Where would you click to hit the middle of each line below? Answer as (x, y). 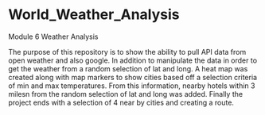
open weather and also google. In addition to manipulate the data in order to (132, 60)
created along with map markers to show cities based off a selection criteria (132, 77)
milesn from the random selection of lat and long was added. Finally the (126, 94)
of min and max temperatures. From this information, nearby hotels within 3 (132, 86)
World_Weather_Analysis (94, 15)
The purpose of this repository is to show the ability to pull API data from (127, 52)
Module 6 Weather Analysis (53, 36)
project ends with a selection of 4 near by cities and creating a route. (121, 102)
